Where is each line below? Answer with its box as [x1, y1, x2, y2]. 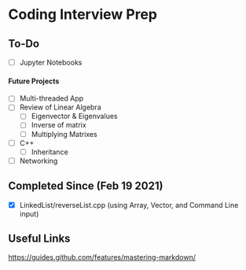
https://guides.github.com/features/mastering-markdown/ [8, 253, 196, 262]
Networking [19, 156, 58, 165]
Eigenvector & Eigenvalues [31, 112, 118, 121]
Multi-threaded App [19, 94, 84, 103]
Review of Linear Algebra [19, 102, 101, 112]
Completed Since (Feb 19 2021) [8, 179, 163, 193]
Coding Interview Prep [8, 6, 157, 24]
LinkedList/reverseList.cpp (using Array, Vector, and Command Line [19, 200, 239, 209]
